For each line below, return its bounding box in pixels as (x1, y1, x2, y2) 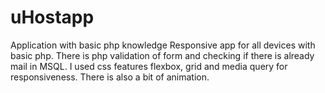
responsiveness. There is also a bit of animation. (10, 71, 210, 83)
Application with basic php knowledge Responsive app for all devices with (10, 39, 316, 51)
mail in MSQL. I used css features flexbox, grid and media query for (10, 60, 288, 72)
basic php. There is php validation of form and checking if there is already (10, 49, 315, 61)
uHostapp (10, 6, 95, 29)
